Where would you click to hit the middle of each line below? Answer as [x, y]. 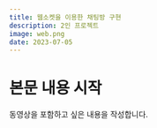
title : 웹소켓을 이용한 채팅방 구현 [65, 17]
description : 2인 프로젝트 [54, 26]
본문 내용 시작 [56, 88]
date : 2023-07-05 [41, 42]
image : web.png [37, 34]
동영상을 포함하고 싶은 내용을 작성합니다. [78, 115]
